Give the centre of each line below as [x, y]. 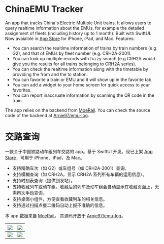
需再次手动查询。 [30, 193]
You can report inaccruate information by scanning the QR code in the [83, 95]
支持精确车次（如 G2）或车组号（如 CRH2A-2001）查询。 [70, 168]
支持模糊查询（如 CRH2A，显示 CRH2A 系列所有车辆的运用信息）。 [80, 174]
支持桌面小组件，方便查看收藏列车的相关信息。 [60, 199]
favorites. [22, 90]
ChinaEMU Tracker [44, 9]
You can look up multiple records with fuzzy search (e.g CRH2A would [83, 58]
